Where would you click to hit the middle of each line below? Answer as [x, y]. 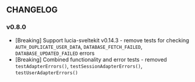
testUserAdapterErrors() [46, 73]
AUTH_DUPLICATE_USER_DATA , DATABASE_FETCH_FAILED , [79, 46]
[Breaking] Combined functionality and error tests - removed [91, 59]
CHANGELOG [32, 10]
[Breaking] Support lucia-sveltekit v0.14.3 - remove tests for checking [102, 40]
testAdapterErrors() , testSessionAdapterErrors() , [79, 66]
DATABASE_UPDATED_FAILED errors [55, 53]
